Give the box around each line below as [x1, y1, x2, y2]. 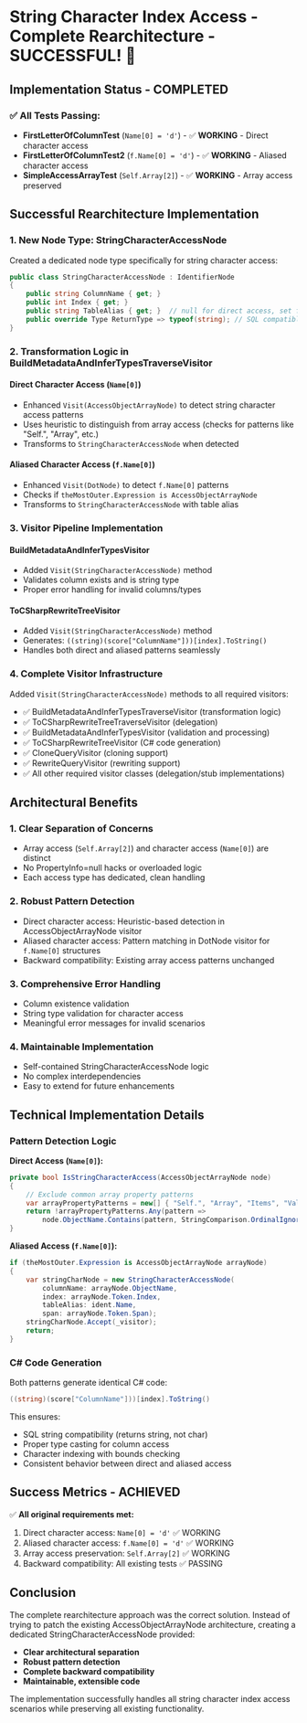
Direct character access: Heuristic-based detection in [22, 916, 226, 927]
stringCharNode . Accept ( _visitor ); [26, 1318, 157, 1327]
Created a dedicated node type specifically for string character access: [9, 254, 279, 266]
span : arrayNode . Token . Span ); [42, 1309, 157, 1318]
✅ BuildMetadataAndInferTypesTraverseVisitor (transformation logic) [22, 706, 281, 717]
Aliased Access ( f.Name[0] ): [9, 1240, 118, 1251]
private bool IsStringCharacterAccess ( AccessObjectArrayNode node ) [9, 1173, 272, 1182]
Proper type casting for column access [22, 1438, 170, 1450]
